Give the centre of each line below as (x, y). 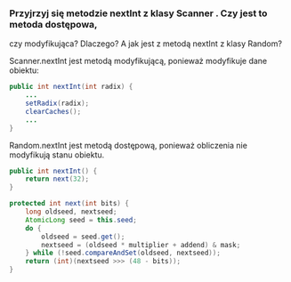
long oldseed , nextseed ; (71, 212)
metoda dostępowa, (53, 24)
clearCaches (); (53, 111)
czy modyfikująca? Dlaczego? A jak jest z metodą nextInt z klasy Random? (146, 44)
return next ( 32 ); (57, 179)
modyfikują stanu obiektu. (57, 155)
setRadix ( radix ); (57, 104)
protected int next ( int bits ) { (69, 204)
